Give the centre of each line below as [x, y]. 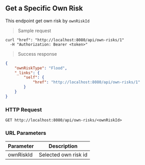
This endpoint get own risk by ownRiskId [47, 20]
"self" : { [34, 78]
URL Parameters [26, 133]
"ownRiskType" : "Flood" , [41, 68]
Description [63, 146]
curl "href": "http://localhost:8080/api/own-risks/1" [65, 40]
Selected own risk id [63, 155]
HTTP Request [24, 109]
